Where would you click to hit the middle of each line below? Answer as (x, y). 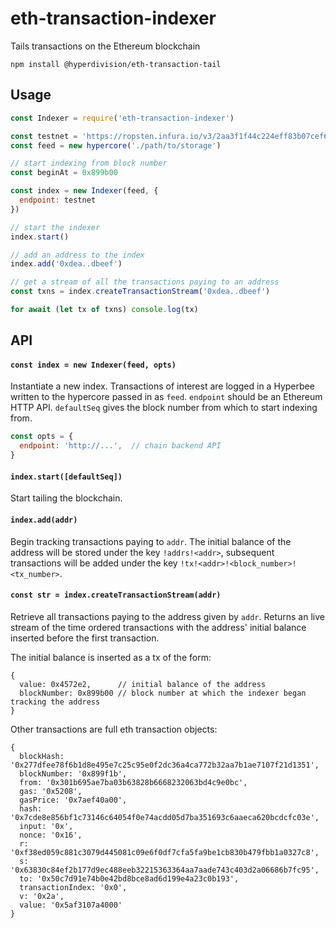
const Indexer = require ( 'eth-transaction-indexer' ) (122, 118)
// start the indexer (55, 227)
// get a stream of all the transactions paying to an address (145, 282)
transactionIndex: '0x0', (73, 887)
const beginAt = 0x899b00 (64, 173)
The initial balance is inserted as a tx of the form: (111, 657)
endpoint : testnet (58, 200)
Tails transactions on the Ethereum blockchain (105, 46)
